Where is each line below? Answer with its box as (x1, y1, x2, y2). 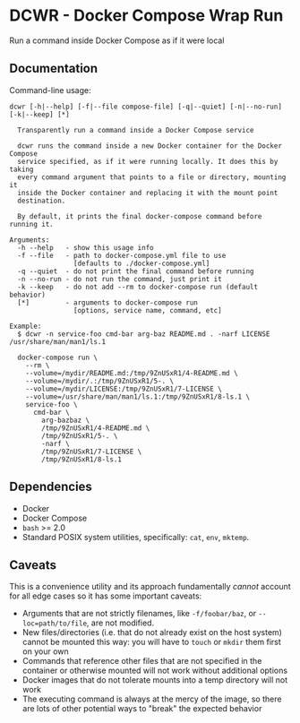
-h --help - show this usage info (17, 243, 154, 252)
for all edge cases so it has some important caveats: (9, 590, 202, 601)
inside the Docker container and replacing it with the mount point (17, 188, 279, 197)
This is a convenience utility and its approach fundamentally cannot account (9, 581, 291, 592)
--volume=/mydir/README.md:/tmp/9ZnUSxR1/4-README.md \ (25, 368, 239, 377)
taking (9, 165, 34, 174)
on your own (21, 646, 69, 657)
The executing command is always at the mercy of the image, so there (21, 693, 282, 704)
